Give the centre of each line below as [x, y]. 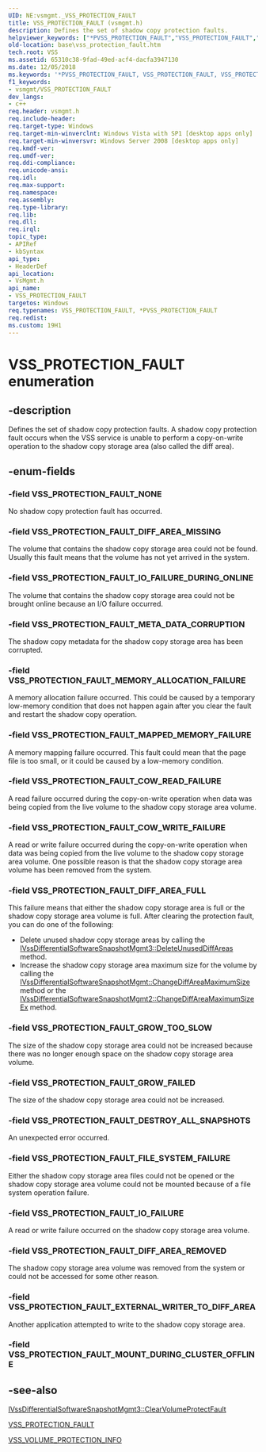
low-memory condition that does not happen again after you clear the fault [130, 706]
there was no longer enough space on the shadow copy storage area [121, 1054]
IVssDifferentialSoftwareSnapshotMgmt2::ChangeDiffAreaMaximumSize [137, 999]
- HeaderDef [28, 266]
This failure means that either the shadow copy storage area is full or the [127, 908]
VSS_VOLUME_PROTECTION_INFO [65, 1440]
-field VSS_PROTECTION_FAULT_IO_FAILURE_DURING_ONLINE [131, 578]
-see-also [33, 1390]
